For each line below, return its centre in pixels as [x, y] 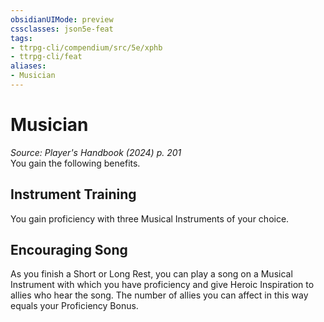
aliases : [28, 66]
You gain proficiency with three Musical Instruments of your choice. [150, 218]
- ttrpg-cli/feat [46, 57]
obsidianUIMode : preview [62, 19]
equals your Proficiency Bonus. [74, 306]
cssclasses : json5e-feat [62, 29]
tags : [21, 38]
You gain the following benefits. [75, 163]
